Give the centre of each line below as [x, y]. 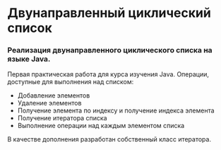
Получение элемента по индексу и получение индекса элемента [116, 110]
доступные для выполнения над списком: [71, 82]
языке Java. [29, 59]
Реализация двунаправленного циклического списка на [110, 50]
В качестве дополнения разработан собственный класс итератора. [109, 139]
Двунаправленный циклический [109, 13]
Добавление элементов [54, 96]
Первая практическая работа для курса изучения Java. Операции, [108, 74]
